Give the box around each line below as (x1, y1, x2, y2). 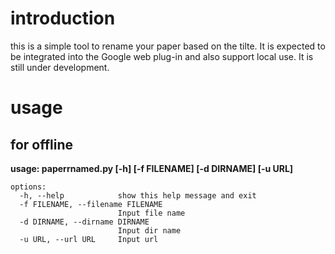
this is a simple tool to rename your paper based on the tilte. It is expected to (10, 40, 326, 52)
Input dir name (117, 225, 182, 236)
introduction (10, 7, 116, 30)
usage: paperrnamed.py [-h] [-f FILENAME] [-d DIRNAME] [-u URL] (10, 162, 294, 174)
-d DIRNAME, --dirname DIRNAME (19, 217, 150, 227)
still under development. (10, 61, 110, 73)
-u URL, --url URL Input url (19, 234, 159, 244)
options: (10, 182, 47, 192)
